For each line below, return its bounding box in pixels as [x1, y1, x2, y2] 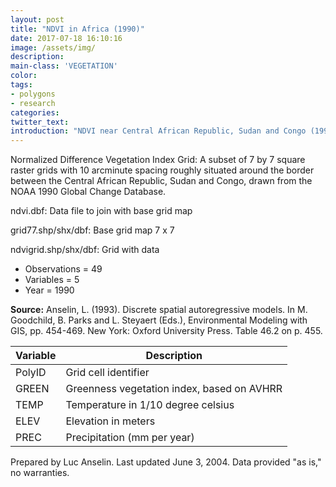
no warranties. [10, 467, 70, 479]
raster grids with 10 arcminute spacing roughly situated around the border [10, 164, 315, 176]
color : [10, 71, 38, 81]
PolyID [15, 366, 47, 380]
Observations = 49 [24, 263, 103, 275]
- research [10, 98, 56, 108]
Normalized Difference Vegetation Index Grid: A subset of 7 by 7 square [10, 154, 306, 166]
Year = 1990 [24, 284, 75, 296]
